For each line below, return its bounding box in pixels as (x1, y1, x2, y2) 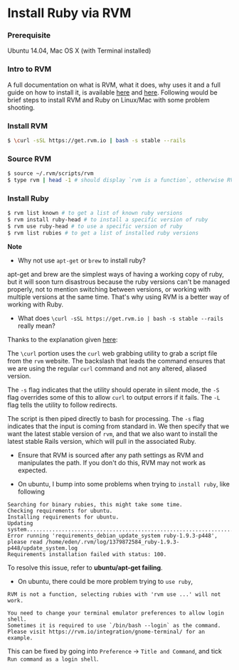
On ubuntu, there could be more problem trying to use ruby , (17, 577, 193, 585)
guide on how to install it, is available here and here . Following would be (7, 87, 218, 97)
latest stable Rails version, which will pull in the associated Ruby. (7, 437, 197, 445)
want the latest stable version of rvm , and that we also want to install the (7, 429, 218, 438)
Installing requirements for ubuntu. (7, 514, 119, 521)
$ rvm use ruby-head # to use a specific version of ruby (7, 223, 183, 230)
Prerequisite (7, 31, 51, 41)
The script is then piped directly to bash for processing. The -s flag (7, 414, 205, 422)
